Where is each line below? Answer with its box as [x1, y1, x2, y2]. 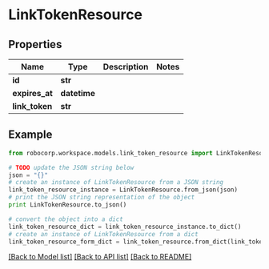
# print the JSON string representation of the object [8, 194, 195, 202]
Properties [8, 38, 62, 51]
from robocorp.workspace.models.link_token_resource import [8, 149, 214, 157]
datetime [60, 88, 96, 98]
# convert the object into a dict [8, 215, 124, 223]
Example [8, 128, 53, 142]
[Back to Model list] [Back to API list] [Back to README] [8, 252, 192, 262]
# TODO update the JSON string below [8, 163, 134, 171]
